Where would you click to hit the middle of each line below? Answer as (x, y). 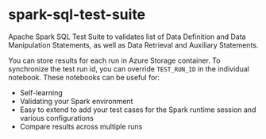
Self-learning (41, 92)
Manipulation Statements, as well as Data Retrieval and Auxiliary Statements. (133, 44)
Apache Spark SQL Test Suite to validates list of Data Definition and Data (127, 37)
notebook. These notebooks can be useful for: (84, 77)
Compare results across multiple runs (81, 126)
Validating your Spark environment (76, 101)
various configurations (56, 118)
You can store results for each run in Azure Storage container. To (114, 60)
